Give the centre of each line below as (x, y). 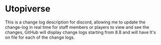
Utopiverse (28, 9)
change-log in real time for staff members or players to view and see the (77, 27)
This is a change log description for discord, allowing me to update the (75, 22)
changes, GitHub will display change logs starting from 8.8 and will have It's (80, 32)
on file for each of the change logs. (40, 37)
